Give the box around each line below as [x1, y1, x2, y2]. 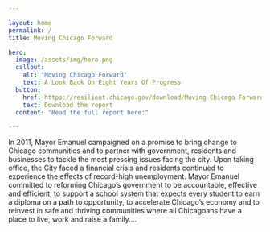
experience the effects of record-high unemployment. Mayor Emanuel [8, 172, 239, 181]
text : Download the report [22, 101, 113, 109]
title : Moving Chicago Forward [8, 34, 113, 42]
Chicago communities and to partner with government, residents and [8, 146, 237, 155]
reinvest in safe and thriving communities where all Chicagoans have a [8, 206, 243, 216]
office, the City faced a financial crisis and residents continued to [8, 163, 224, 173]
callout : [15, 64, 45, 72]
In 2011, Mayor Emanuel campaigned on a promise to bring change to [8, 138, 237, 147]
